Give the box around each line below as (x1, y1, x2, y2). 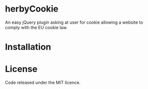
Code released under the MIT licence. (5, 80, 81, 86)
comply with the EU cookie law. (5, 24, 68, 30)
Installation (5, 42, 51, 53)
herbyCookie (5, 3, 59, 15)
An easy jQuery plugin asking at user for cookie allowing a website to (5, 19, 143, 25)
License (5, 64, 38, 74)
